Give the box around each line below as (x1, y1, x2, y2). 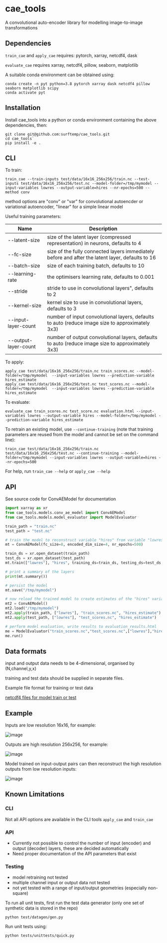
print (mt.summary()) (5, 574, 48, 579)
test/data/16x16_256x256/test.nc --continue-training (5, 451, 119, 456)
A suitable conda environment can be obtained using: (5, 72, 115, 78)
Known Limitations (5, 790, 65, 799)
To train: (5, 167, 22, 173)
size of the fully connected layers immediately (47, 248, 155, 255)
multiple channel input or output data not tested (12, 880, 110, 886)
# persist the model (5, 583, 48, 588)
